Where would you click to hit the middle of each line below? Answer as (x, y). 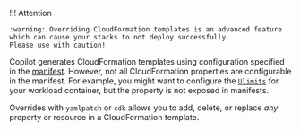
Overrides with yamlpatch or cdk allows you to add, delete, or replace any (144, 108)
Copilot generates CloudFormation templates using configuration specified (147, 61)
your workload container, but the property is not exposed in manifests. (139, 90)
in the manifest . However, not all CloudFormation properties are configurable (150, 71)
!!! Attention (30, 13)
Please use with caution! (57, 45)
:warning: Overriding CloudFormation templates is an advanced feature (146, 30)
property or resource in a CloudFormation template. (104, 117)
